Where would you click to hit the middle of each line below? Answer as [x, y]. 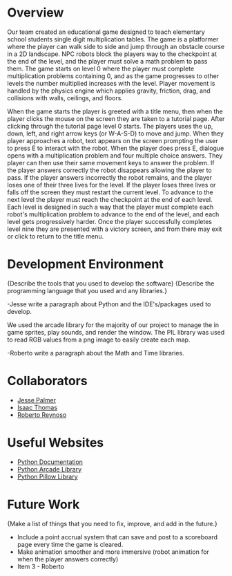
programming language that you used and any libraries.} [87, 290]
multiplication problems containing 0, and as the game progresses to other [113, 76]
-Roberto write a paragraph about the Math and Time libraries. [96, 353]
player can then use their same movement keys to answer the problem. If [111, 162]
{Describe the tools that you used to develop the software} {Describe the [111, 283]
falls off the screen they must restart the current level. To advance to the [110, 192]
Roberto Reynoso [42, 415]
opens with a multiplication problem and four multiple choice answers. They [115, 155]
